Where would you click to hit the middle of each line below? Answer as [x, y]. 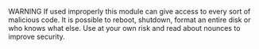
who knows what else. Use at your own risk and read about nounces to [124, 28]
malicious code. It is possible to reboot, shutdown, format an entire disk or [130, 20]
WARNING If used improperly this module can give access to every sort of [129, 11]
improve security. [37, 36]
